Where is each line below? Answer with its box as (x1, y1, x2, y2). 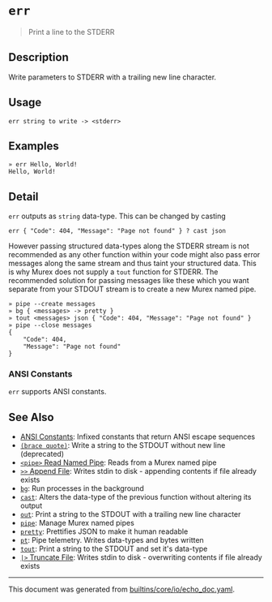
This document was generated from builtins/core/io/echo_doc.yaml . (8, 584, 235, 595)
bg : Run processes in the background (19, 484, 144, 493)
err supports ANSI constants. (8, 387, 107, 397)
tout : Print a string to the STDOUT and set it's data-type (19, 544, 208, 554)
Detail (8, 190, 39, 204)
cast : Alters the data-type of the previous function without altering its (19, 492, 252, 502)
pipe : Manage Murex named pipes (19, 518, 135, 528)
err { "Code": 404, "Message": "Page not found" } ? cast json (8, 227, 227, 235)
